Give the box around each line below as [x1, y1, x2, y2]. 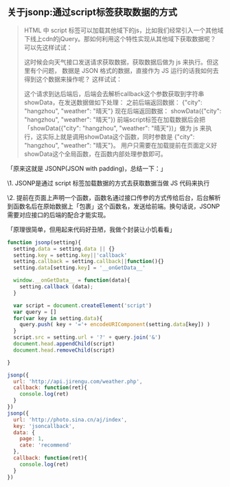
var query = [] [13, 308, 57, 315]
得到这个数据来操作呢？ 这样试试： [23, 75, 122, 83]
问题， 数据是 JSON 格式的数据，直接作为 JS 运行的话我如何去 [42, 66, 219, 74]
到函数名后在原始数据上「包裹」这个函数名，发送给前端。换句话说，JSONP [7, 202, 220, 210]
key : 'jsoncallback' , [13, 422, 76, 429]
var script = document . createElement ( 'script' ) [13, 302, 152, 309]
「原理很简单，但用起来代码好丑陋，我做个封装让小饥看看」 [7, 225, 176, 234]
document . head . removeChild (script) [13, 346, 115, 354]
